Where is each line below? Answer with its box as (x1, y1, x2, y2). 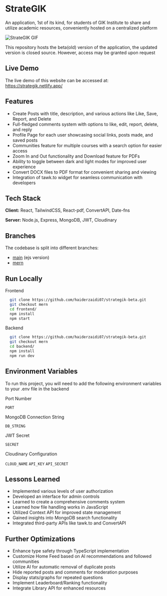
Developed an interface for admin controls (12, 493, 100, 499)
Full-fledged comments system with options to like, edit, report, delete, (12, 121, 158, 127)
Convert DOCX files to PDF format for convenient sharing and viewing (12, 169, 156, 175)
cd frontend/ (9, 306, 37, 312)
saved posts (12, 137, 38, 143)
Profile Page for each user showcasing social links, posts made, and (12, 132, 153, 138)
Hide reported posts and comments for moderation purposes (12, 569, 138, 575)
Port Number (5, 395, 32, 401)
